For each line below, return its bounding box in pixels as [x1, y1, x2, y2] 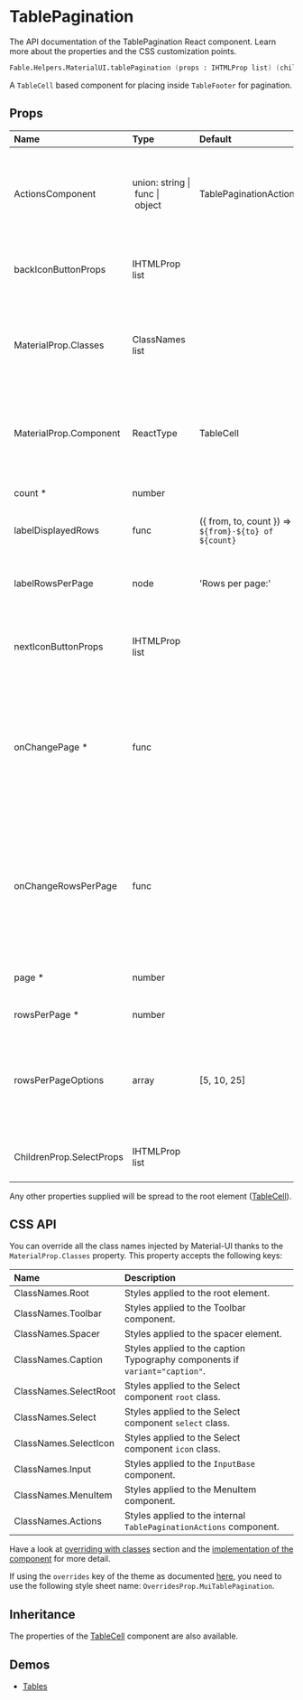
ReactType [132, 426, 178, 439]
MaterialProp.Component [14, 426, 121, 439]
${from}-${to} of [198, 526, 273, 537]
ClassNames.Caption [14, 1353, 104, 1366]
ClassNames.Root [14, 1287, 90, 1300]
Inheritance [9, 1606, 76, 1622]
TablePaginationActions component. [124, 1520, 280, 1533]
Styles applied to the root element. [124, 1287, 271, 1300]
